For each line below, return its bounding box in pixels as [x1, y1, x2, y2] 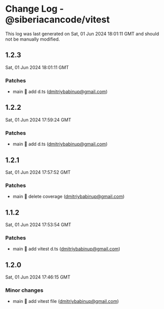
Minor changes [5, 287, 44, 294]
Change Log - [5, 3, 64, 15]
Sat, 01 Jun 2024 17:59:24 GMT [5, 116, 71, 122]
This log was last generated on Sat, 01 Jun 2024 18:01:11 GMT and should [5, 30, 159, 37]
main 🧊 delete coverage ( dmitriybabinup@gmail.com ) [12, 194, 125, 200]
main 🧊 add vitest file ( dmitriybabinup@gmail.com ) [12, 298, 119, 304]
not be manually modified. [5, 36, 60, 42]
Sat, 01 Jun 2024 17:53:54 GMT [5, 222, 71, 228]
